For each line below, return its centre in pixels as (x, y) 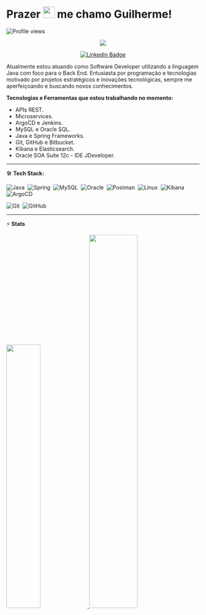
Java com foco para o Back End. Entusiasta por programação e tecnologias (101, 73)
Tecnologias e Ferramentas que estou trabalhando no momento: (90, 97)
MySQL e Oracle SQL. (43, 129)
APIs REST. (29, 110)
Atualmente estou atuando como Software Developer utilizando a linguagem (103, 66)
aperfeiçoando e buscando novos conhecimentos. (70, 86)
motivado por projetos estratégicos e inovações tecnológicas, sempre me (99, 79)
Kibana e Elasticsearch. (45, 149)
